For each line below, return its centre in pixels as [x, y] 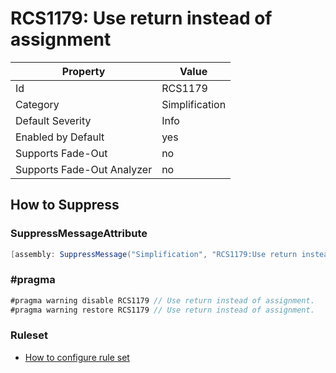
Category [37, 104]
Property [83, 71]
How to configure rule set [77, 357]
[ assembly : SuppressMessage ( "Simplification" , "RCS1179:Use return [154, 254]
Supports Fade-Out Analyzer [84, 169]
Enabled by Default [60, 137]
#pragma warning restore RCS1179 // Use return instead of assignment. [162, 310]
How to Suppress [65, 205]
